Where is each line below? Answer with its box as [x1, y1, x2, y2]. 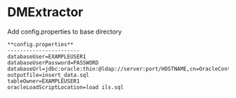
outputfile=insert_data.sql [7, 71, 90, 78]
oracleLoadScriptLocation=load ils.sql [7, 83, 124, 91]
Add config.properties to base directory [7, 27, 122, 36]
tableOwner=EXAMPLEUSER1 [7, 78, 80, 85]
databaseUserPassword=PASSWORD [7, 59, 99, 66]
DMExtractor [7, 4, 84, 20]
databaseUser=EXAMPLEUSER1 [7, 53, 86, 60]
